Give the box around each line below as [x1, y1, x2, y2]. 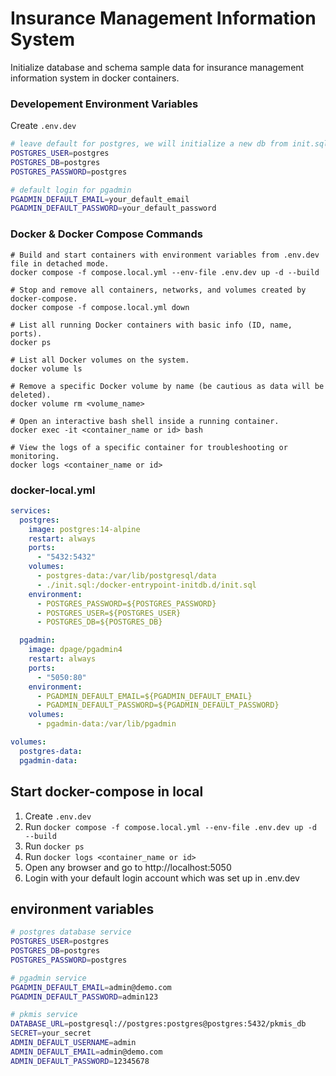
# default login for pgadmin [10, 185, 132, 195]
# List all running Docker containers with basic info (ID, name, [10, 320, 293, 330]
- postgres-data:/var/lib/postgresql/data [36, 571, 217, 581]
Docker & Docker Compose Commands [10, 227, 203, 241]
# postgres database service [10, 927, 132, 937]
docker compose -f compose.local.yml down [10, 302, 190, 312]
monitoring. [10, 451, 60, 461]
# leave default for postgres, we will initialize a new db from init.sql [10, 139, 329, 149]
